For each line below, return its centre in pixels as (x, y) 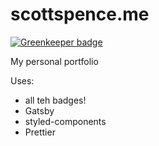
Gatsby (39, 110)
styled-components (65, 121)
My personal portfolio (54, 61)
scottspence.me (80, 14)
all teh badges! (55, 100)
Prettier (40, 132)
